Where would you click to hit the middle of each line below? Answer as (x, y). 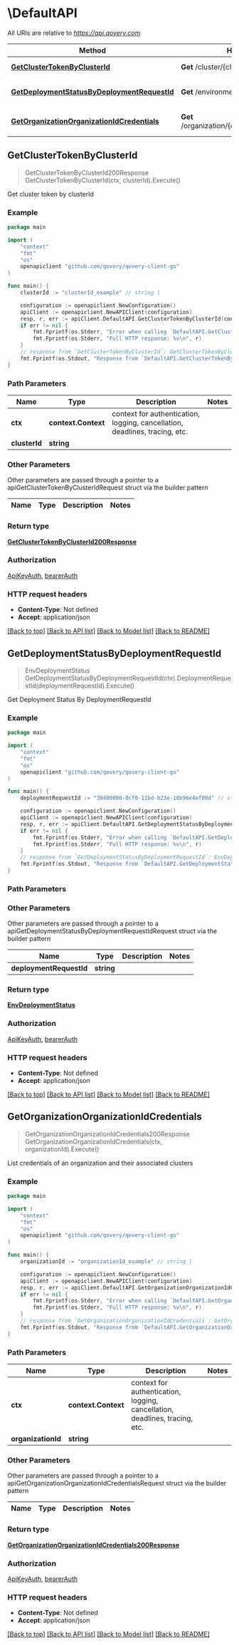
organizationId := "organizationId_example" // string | (106, 1262)
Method (93, 50)
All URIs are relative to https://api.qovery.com (74, 33)
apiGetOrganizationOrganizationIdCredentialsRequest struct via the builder (117, 1483)
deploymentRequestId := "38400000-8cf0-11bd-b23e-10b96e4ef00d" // (122, 798)
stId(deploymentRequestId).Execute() (80, 685)
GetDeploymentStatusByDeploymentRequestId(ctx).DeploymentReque (128, 678)
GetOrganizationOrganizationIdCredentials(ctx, (93, 1141)
